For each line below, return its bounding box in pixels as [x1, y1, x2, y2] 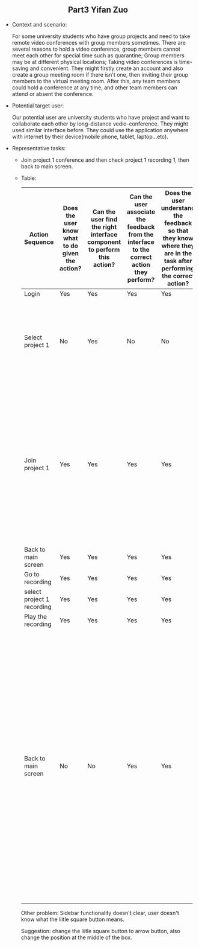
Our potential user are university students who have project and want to [11, 113, 190, 121]
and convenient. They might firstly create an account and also [29, 65, 183, 72]
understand [161, 203, 195, 212]
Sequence [23, 238, 54, 246]
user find [91, 215, 118, 223]
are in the [164, 249, 192, 257]
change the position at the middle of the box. [20, 934, 132, 941]
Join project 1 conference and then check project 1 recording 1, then [20, 156, 189, 164]
